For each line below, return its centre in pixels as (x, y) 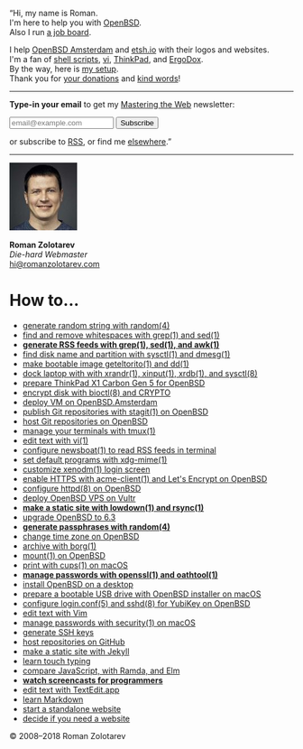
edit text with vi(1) (55, 440)
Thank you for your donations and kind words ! (95, 79)
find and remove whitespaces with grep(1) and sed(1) (121, 335)
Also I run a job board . (50, 32)
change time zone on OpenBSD (81, 536)
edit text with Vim (55, 613)
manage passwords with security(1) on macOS (109, 623)
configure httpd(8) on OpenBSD (82, 488)
